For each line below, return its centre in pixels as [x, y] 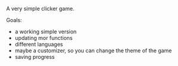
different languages [39, 44]
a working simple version [46, 32]
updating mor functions [44, 38]
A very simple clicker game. [40, 9]
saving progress [35, 57]
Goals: [14, 20]
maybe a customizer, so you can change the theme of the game [93, 51]
